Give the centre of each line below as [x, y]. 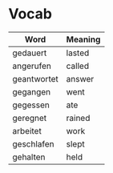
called [78, 66]
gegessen [31, 105]
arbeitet [27, 131]
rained [78, 118]
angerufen [32, 66]
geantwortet [35, 78]
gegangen [31, 91]
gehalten [29, 157]
